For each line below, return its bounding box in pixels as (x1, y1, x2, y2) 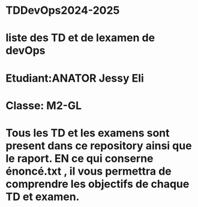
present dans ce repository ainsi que (5, 139, 193, 152)
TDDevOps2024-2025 (5, 4, 120, 17)
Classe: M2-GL (5, 98, 82, 112)
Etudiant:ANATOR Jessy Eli (5, 71, 145, 85)
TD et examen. (5, 190, 80, 203)
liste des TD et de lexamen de (5, 31, 155, 45)
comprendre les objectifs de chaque (5, 177, 190, 191)
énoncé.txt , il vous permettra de (5, 164, 172, 178)
